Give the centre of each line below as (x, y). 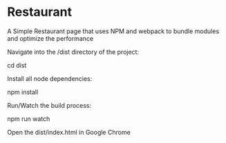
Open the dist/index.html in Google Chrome (69, 132)
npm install (23, 92)
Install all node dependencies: (50, 78)
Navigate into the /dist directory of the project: (73, 52)
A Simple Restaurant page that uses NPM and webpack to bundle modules (113, 31)
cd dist (17, 65)
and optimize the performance (50, 38)
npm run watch (29, 119)
